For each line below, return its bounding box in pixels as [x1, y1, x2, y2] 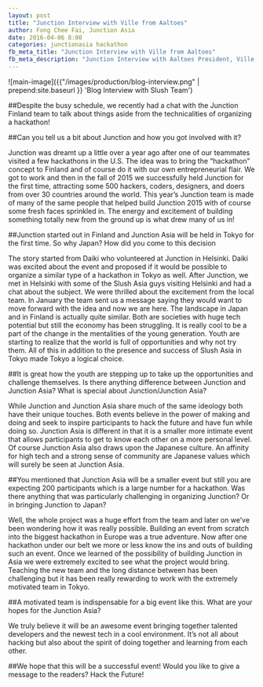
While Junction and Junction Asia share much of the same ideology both [8, 401, 243, 410]
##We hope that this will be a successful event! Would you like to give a [8, 661, 240, 670]
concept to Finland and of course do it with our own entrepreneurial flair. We [8, 164, 255, 174]
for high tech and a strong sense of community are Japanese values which [8, 451, 250, 460]
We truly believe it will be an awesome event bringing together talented [8, 621, 238, 630]
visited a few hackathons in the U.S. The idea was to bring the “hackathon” [8, 156, 250, 165]
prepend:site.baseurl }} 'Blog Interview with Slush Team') [8, 85, 193, 94]
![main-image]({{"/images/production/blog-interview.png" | [8, 76, 200, 87]
